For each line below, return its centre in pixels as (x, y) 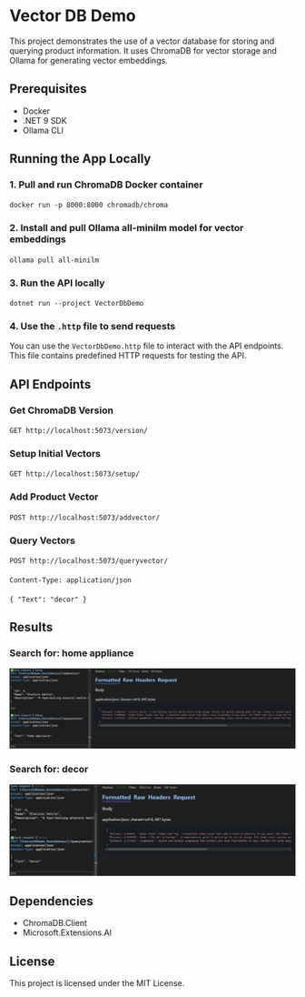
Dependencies (51, 901)
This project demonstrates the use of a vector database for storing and (142, 41)
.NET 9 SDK (44, 120)
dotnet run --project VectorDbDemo (77, 304)
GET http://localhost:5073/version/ (79, 431)
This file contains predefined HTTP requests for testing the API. (128, 356)
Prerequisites (48, 89)
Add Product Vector (54, 497)
